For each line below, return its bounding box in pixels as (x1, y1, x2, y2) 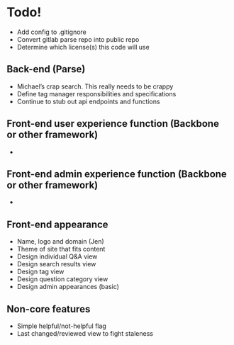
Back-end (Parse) (6, 63, 86, 75)
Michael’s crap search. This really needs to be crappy (16, 82, 174, 91)
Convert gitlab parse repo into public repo (16, 35, 140, 43)
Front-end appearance (6, 218, 108, 230)
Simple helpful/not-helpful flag (16, 322, 107, 330)
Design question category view (16, 275, 108, 283)
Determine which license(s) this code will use (16, 43, 150, 51)
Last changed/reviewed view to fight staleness (16, 329, 154, 337)
